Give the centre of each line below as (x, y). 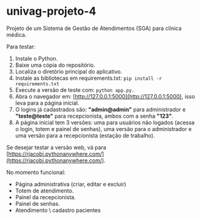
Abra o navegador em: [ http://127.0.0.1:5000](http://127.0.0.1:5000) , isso (105, 96)
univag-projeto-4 (51, 11)
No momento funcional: (36, 172)
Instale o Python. (36, 58)
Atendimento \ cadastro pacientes (58, 210)
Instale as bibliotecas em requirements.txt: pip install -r (88, 78)
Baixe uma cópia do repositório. (55, 65)
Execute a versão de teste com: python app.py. (75, 89)
